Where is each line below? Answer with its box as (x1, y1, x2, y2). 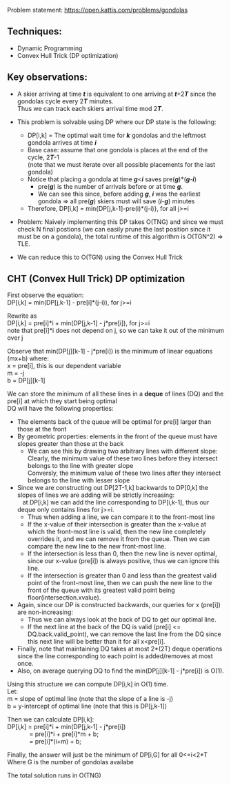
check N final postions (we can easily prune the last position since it (17, 225, 211, 233)
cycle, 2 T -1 (27, 153, 60, 161)
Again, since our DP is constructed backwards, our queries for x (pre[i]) (17, 601, 221, 609)
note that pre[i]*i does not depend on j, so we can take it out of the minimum (7, 327, 224, 335)
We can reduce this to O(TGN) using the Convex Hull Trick (17, 253, 183, 261)
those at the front (17, 425, 67, 434)
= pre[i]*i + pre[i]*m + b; (29, 730, 99, 738)
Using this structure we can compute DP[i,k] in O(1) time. (7, 680, 169, 689)
